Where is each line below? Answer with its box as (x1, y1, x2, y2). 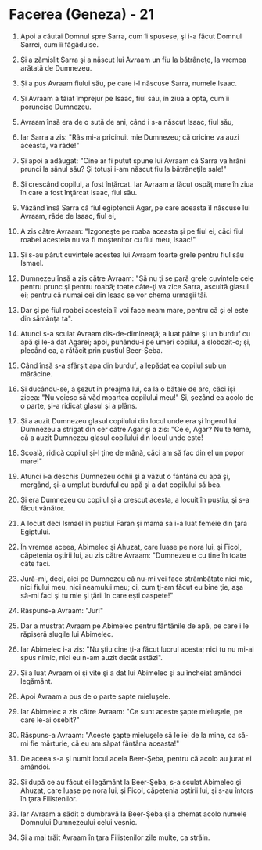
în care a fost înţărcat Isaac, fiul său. (20, 187, 138, 197)
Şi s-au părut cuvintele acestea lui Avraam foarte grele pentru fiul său (20, 249, 245, 260)
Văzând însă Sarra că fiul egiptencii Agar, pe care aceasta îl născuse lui (20, 202, 250, 212)
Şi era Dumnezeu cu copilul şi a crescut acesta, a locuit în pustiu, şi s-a (20, 495, 249, 504)
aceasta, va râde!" (20, 140, 80, 150)
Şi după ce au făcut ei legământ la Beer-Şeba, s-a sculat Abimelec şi (20, 777, 242, 786)
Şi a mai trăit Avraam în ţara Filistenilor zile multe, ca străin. (20, 833, 210, 842)
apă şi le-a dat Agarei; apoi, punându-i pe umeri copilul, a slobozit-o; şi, (20, 337, 251, 347)
